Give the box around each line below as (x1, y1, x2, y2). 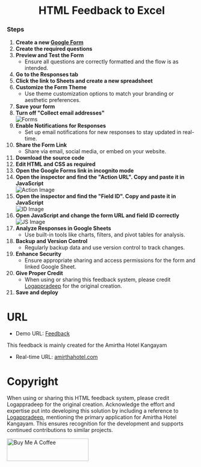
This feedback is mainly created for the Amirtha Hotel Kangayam (7, 342, 167, 349)
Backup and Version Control (15, 238, 88, 245)
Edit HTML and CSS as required (15, 160, 96, 168)
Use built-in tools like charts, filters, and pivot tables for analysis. (24, 231, 185, 238)
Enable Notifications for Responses (15, 122, 107, 130)
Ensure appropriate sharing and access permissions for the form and (24, 257, 196, 264)
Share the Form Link (15, 141, 67, 148)
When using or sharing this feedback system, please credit (24, 276, 171, 284)
